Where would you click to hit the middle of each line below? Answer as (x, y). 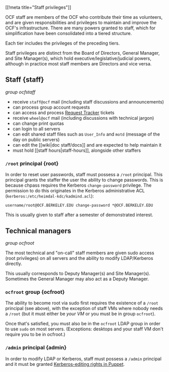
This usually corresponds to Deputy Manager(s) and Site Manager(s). (78, 273)
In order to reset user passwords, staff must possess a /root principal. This (84, 175)
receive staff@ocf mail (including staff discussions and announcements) (88, 102)
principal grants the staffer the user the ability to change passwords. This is (84, 180)
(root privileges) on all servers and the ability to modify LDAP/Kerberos (79, 258)
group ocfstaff (20, 92)
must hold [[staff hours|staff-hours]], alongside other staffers (77, 150)
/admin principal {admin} (36, 348)
